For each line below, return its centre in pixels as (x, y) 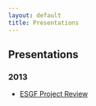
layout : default (35, 15)
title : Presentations (44, 23)
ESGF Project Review (54, 94)
